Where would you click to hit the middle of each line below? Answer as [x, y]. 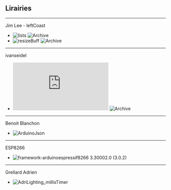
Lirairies [19, 8]
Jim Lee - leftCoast [25, 25]
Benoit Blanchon [22, 123]
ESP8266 [15, 148]
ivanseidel [16, 55]
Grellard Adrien [21, 172]
